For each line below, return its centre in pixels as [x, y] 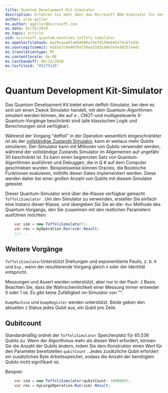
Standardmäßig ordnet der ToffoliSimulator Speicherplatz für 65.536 [77, 335]
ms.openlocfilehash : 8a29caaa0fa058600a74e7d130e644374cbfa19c [72, 43]
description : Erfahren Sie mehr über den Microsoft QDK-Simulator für [80, 15]
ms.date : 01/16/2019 [27, 29]
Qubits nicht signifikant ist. [32, 362]
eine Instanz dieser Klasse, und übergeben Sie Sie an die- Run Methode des [83, 205]
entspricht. [16, 272]
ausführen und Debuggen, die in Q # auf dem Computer [89, 163]
